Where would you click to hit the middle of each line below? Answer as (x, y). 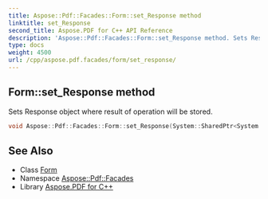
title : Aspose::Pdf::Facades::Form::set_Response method (105, 16)
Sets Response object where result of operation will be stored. (110, 111)
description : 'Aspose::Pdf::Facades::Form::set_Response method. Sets (128, 38)
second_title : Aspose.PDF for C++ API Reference (91, 30)
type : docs (26, 45)
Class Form (38, 170)
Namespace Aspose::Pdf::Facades (77, 178)
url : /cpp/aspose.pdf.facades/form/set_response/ (93, 60)
